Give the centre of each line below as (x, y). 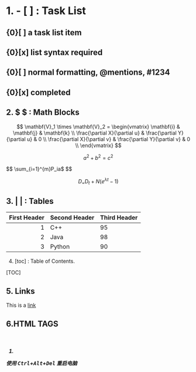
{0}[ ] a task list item (44, 33)
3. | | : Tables (30, 201)
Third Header (119, 217)
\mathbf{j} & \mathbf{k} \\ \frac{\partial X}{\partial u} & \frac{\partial (94, 133)
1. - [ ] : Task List (46, 11)
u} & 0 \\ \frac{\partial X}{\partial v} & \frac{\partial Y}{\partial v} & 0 (109, 139)
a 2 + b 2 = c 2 (98, 157)
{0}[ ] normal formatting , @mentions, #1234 (88, 73)
